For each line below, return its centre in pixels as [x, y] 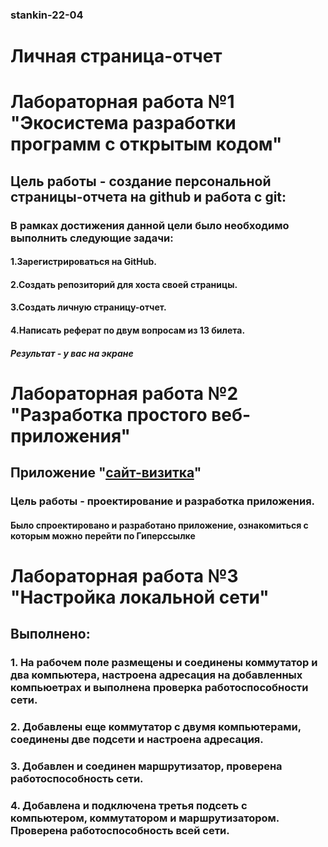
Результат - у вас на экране [72, 353]
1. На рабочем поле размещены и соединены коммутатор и [164, 663]
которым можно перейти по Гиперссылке [103, 535]
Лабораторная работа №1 [122, 102]
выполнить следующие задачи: [92, 238]
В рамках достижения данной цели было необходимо [150, 225]
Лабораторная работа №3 [124, 575]
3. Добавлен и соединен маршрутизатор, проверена [146, 766]
